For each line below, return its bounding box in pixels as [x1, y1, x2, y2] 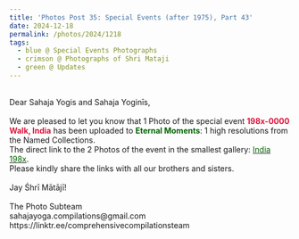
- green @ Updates [17, 63, 87, 72]
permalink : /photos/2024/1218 [9, 29, 122, 38]
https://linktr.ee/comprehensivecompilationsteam [9, 219, 190, 230]
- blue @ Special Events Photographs [17, 46, 158, 55]
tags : [9, 37, 29, 47]
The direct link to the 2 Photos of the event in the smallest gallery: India [9, 144, 271, 154]
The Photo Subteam [9, 201, 83, 211]
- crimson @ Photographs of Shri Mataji [17, 54, 170, 63]
